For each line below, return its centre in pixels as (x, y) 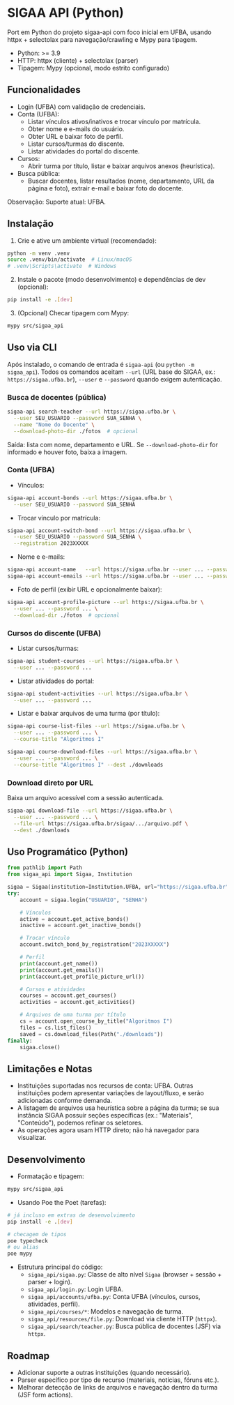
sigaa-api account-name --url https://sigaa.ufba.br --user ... (106, 570)
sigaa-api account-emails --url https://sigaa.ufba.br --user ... (106, 576)
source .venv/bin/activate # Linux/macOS (70, 260)
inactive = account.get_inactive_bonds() (80, 926)
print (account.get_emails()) (62, 970)
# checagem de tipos (37, 1234)
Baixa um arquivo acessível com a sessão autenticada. (86, 797)
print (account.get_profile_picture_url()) (82, 977)
